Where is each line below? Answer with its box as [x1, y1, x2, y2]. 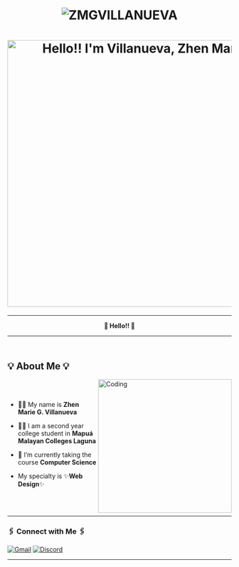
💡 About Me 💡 [7, 360, 70, 372]
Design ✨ [17, 479, 45, 488]
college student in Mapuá [17, 429, 94, 438]
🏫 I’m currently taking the [17, 450, 92, 459]
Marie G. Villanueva [17, 408, 78, 416]
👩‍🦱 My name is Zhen [17, 400, 80, 408]
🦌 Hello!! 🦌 [104, 322, 135, 330]
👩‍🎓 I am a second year [17, 421, 84, 430]
